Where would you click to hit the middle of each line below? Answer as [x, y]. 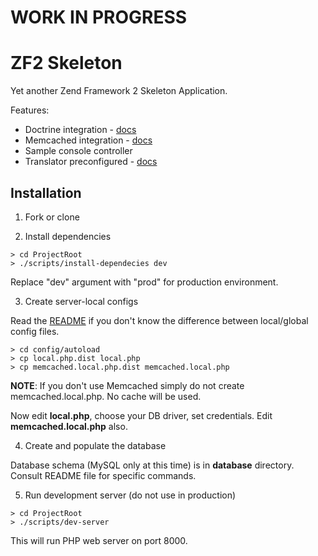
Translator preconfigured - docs [91, 162]
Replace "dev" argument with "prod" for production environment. [144, 282]
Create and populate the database [95, 445]
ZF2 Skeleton [66, 63]
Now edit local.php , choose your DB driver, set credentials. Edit [141, 415]
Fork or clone [52, 217]
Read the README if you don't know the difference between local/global [159, 320]
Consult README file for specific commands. [103, 475]
